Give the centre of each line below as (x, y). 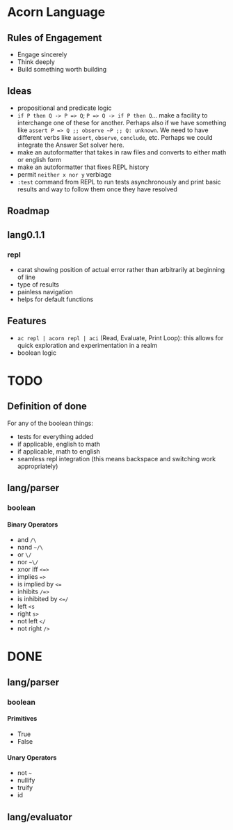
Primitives (22, 719)
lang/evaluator (40, 817)
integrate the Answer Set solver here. (71, 145)
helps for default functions (55, 299)
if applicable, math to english (59, 451)
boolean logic (37, 353)
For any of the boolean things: (50, 423)
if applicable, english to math (59, 444)
